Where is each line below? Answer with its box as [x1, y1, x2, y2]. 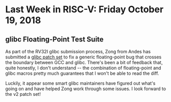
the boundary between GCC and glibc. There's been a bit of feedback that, [5, 59, 163, 65]
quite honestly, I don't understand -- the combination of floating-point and [5, 65, 162, 71]
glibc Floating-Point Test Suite [5, 35, 104, 44]
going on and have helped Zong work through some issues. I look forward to [5, 86, 166, 92]
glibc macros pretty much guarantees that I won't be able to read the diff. [5, 70, 159, 76]
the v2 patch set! [5, 91, 41, 97]
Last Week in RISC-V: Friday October [5, 4, 164, 15]
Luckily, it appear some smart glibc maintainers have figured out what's [5, 80, 156, 86]
